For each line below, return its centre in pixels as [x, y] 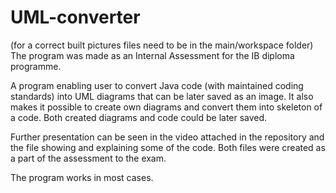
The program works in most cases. [82, 177]
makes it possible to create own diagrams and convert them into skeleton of [166, 107]
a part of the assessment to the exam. [88, 158]
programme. [36, 66]
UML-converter [75, 17]
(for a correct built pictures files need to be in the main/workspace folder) [162, 45]
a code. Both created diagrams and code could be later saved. [139, 117]
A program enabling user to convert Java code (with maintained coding [157, 85]
